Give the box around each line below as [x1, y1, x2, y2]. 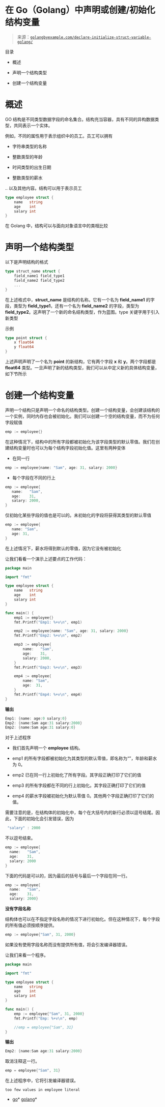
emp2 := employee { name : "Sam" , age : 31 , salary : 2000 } [14, 628, 129, 633]
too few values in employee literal [5, 1087, 80, 1092]
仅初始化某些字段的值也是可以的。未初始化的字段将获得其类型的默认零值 [5, 512, 151, 518]
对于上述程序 [5, 735, 31, 741]
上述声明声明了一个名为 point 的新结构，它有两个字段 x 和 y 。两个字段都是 [5, 359, 156, 364]
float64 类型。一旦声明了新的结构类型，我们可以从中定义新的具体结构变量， [5, 365, 160, 371]
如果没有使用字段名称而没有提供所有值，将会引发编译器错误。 [5, 941, 130, 947]
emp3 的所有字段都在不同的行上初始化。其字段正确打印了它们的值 [12, 782, 146, 788]
